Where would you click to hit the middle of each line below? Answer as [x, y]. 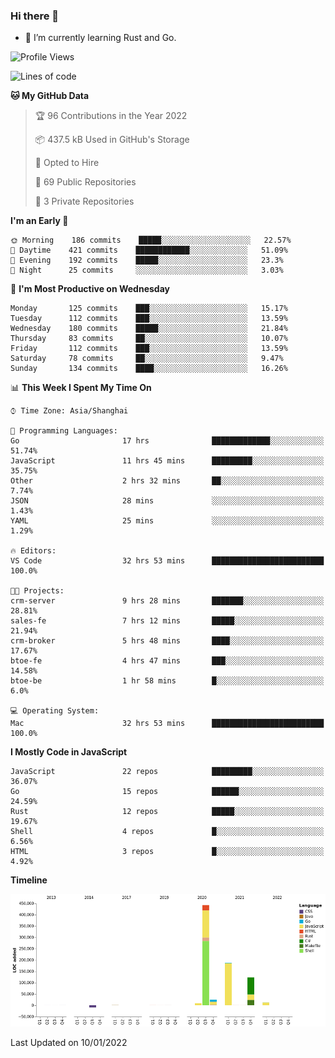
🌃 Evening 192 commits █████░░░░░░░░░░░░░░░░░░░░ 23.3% [147, 260]
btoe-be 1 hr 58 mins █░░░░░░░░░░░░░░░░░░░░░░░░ [167, 681]
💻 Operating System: [55, 711]
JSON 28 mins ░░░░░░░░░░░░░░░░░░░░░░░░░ [167, 501]
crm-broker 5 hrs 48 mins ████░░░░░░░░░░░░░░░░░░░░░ [167, 641]
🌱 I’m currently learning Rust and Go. [100, 38]
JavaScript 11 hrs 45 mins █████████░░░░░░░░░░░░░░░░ [167, 461]
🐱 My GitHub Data [50, 96]
